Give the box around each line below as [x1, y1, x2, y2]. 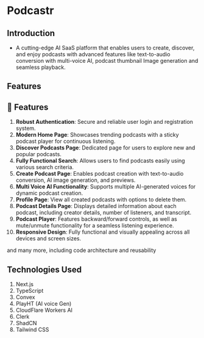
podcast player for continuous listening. [15, 138, 116, 145]
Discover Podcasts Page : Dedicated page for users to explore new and [15, 144, 195, 151]
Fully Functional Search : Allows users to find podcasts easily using [15, 157, 185, 165]
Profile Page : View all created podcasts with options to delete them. [15, 196, 187, 203]
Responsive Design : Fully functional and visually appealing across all [15, 228, 190, 236]
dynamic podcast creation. [15, 190, 83, 197]
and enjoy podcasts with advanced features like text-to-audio [15, 51, 171, 58]
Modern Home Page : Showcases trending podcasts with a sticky [15, 131, 179, 138]
